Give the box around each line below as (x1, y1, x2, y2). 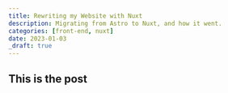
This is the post (8, 72, 87, 86)
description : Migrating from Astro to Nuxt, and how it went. (8, 19, 222, 27)
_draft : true (8, 42, 53, 50)
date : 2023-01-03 (8, 34, 67, 43)
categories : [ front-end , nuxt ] (8, 27, 114, 35)
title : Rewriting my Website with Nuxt (8, 11, 143, 20)
